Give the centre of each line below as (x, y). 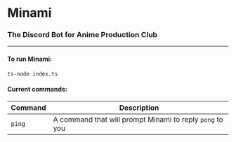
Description (139, 108)
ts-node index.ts (33, 74)
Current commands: (38, 90)
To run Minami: (30, 59)
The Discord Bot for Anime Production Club (83, 35)
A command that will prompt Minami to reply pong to (138, 119)
